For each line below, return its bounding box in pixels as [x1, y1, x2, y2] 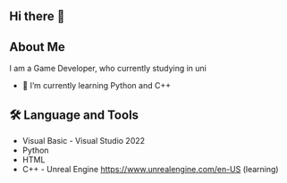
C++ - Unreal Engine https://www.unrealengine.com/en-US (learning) [21, 164, 279, 175]
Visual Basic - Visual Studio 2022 [21, 136, 146, 146]
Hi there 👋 [9, 9, 65, 24]
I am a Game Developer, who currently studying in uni [9, 63, 207, 74]
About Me [9, 39, 65, 54]
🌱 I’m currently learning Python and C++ [21, 80, 172, 91]
